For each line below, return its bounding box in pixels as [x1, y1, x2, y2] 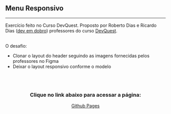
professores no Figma [12, 58, 59, 64]
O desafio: [5, 43, 27, 49]
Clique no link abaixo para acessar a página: [30, 91, 141, 98]
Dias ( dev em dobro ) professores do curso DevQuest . [5, 27, 118, 33]
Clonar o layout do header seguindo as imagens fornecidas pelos [12, 53, 150, 59]
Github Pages [71, 103, 100, 109]
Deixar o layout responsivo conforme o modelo [12, 63, 111, 69]
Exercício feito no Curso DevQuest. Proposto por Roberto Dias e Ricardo [5, 22, 157, 28]
